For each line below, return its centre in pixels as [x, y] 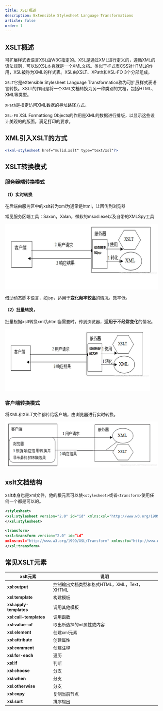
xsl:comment [21, 648]
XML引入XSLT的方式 [36, 138]
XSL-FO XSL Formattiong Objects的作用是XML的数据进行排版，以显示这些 [78, 115]
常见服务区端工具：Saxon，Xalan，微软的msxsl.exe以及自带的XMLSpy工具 [80, 216]
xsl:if [12, 663]
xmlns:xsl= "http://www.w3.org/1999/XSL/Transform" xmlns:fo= [68, 541]
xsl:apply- [18, 604]
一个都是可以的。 [26, 501]
